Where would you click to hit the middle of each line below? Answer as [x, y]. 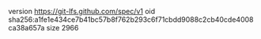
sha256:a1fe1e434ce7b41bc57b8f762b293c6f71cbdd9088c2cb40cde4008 [131, 19]
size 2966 [62, 28]
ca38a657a [26, 28]
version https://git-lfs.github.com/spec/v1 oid [82, 11]
